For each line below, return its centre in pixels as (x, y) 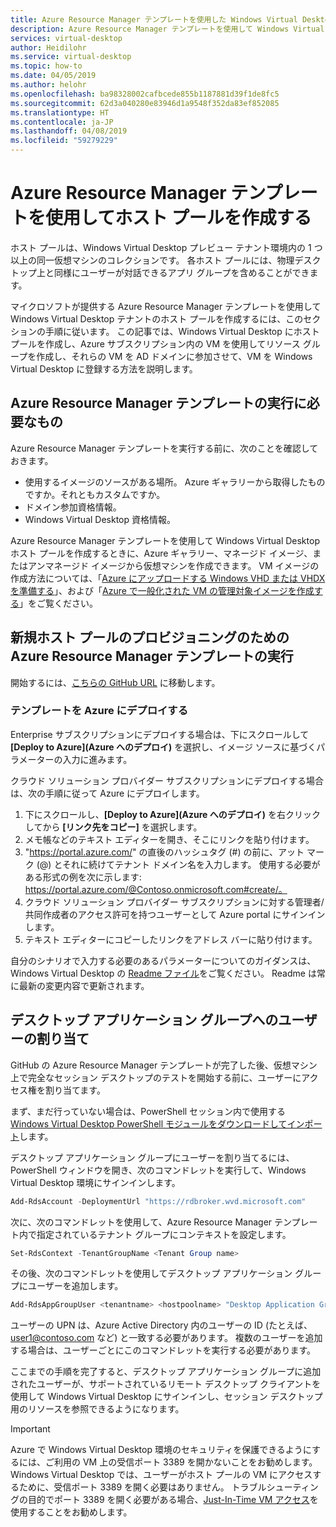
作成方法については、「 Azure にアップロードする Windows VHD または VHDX (168, 578)
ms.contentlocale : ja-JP (62, 122)
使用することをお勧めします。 (71, 1512)
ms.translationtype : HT (60, 112)
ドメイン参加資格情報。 (73, 507)
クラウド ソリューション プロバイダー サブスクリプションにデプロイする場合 (167, 780)
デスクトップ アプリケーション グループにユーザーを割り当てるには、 (152, 1157)
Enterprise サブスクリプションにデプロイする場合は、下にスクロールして (160, 734)
